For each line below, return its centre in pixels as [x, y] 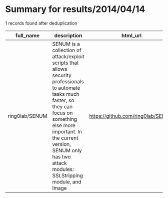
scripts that [65, 63]
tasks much [66, 94]
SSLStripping [68, 175]
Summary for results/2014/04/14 [75, 9]
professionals [68, 81]
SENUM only [67, 150]
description [68, 35]
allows [60, 69]
